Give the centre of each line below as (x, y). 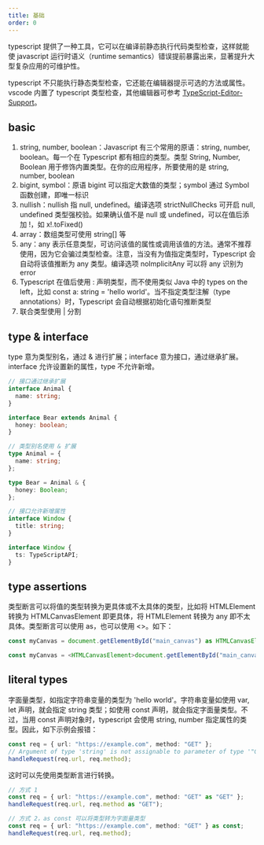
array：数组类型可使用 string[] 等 (73, 234)
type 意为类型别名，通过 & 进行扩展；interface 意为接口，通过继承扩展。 (125, 357)
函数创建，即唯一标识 (54, 195)
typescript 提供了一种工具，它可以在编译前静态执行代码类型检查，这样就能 (129, 46)
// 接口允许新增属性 (37, 511)
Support (21, 102)
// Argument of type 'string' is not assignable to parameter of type (126, 751)
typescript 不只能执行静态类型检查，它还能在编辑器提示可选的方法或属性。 (129, 83)
